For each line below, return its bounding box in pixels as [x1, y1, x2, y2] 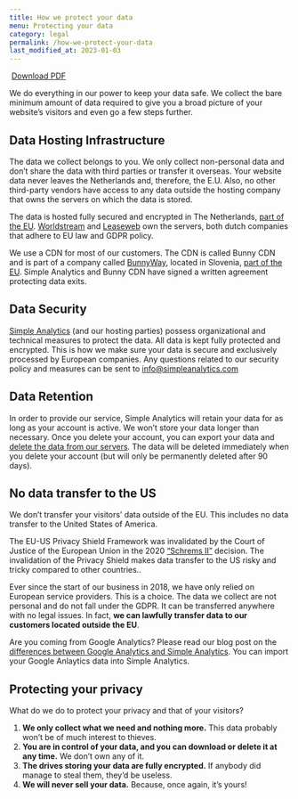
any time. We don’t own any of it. [21, 751, 145, 762]
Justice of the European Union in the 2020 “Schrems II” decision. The [9, 545, 265, 557]
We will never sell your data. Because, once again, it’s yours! [21, 779, 247, 790]
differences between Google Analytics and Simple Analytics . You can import [9, 647, 289, 657]
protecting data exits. [9, 275, 87, 286]
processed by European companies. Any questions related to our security [9, 354, 279, 364]
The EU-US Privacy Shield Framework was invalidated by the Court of [9, 536, 265, 547]
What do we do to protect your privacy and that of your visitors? [9, 705, 245, 716]
